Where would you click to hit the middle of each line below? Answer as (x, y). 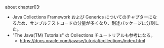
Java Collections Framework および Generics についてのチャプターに (82, 17)
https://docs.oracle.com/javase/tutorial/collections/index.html (82, 40)
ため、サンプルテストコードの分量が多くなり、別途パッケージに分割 (86, 23)
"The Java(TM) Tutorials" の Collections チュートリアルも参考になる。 (84, 35)
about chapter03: (23, 7)
